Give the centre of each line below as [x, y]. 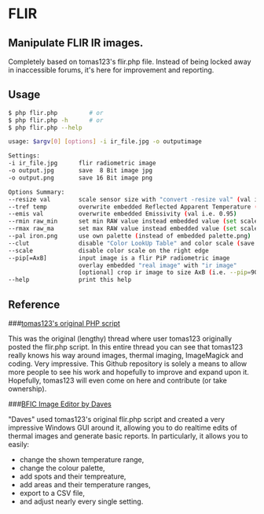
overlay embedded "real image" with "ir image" [158, 265]
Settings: [24, 156]
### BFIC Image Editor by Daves [60, 404]
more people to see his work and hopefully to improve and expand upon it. [129, 372]
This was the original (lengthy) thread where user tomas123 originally [120, 338]
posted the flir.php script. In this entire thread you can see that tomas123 [126, 347]
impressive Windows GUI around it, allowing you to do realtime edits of [123, 427]
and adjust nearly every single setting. [81, 501]
